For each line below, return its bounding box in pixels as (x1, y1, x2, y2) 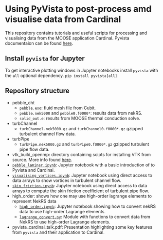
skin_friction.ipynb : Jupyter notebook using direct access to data (12, 182, 147, 188)
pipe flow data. (19, 146, 50, 152)
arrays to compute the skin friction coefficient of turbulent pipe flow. (12, 188, 149, 194)
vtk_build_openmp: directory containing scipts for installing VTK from (12, 151, 151, 157)
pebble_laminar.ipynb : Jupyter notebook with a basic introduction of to (12, 162, 155, 168)
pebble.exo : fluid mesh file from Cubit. (19, 105, 96, 111)
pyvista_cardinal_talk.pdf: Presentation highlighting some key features (12, 224, 152, 230)
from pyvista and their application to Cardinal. (12, 229, 105, 235)
